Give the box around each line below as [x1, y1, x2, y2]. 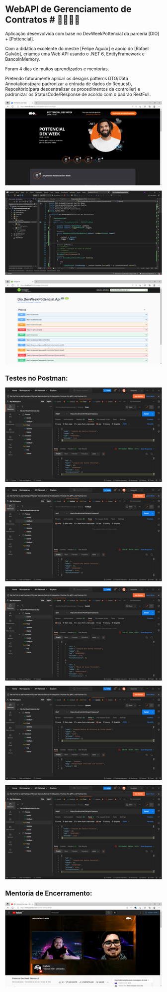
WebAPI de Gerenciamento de [5, 3, 132, 15]
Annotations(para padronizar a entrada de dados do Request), [5, 81, 133, 87]
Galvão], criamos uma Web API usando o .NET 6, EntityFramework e [5, 51, 145, 57]
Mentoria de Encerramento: [5, 889, 92, 897]
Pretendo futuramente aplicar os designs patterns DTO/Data [5, 75, 128, 81]
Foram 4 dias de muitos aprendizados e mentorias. [5, 66, 109, 72]
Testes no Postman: [5, 374, 68, 382]
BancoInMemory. [5, 56, 40, 62]
